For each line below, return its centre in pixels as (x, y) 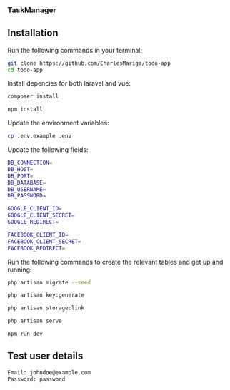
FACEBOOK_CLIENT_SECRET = (44, 241)
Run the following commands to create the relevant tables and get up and (115, 262)
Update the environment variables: (58, 123)
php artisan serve (35, 321)
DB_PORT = (20, 176)
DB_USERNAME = (27, 189)
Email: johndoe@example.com (49, 372)
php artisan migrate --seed (49, 282)
